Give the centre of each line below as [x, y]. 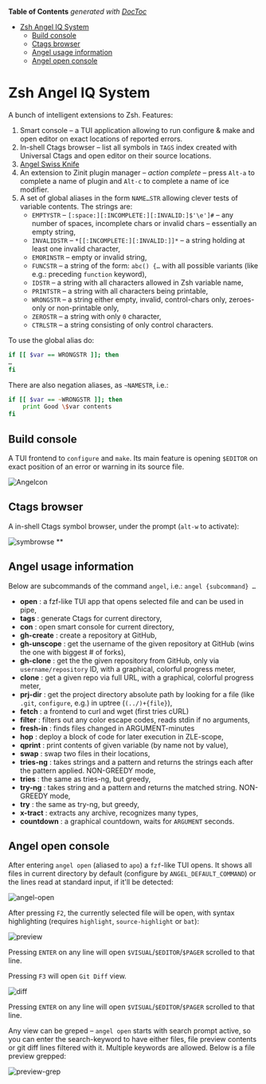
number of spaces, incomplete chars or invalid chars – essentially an [144, 223]
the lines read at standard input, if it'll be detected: [91, 882]
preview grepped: [37, 1056]
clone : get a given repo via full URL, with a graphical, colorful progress [137, 677]
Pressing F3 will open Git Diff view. [68, 976]
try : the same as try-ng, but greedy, [79, 804]
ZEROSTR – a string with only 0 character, [96, 316]
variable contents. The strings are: [76, 206]
